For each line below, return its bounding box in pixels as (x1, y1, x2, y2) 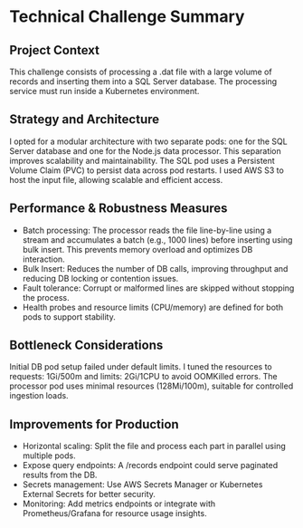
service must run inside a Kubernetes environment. (9, 86, 200, 96)
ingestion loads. (9, 390, 70, 401)
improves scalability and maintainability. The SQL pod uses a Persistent (9, 155, 276, 166)
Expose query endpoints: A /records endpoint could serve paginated (22, 460, 279, 471)
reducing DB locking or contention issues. (22, 273, 179, 283)
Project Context (9, 43, 99, 58)
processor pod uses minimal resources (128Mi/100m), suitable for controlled (9, 380, 294, 391)
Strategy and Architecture (9, 111, 160, 128)
